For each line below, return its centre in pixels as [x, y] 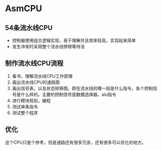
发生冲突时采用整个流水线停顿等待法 [48, 46]
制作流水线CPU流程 [34, 63]
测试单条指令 [25, 107]
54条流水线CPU [29, 28]
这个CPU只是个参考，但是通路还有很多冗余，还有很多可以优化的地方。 [76, 142]
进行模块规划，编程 [31, 100]
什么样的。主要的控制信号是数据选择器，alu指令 [69, 94]
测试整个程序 [25, 112]
